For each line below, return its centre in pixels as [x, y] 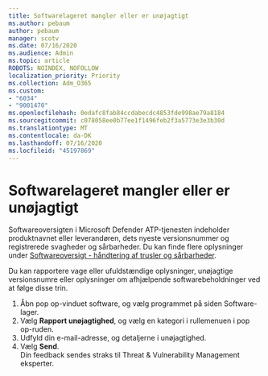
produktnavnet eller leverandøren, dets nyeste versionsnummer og [119, 238]
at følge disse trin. [38, 288]
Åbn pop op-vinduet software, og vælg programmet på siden [121, 304]
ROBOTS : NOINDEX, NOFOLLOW [54, 68]
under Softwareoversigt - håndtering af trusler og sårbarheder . [113, 255]
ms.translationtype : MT [48, 128]
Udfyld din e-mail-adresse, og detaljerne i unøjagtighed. [113, 338]
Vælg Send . [39, 346]
